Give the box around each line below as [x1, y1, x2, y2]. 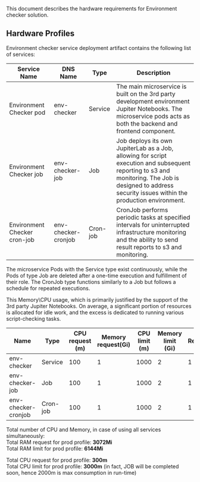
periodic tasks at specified [116, 213, 190, 221]
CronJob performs [116, 205, 168, 214]
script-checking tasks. [6, 315, 61, 322]
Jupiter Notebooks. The [116, 104, 183, 112]
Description [136, 68, 171, 77]
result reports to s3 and [116, 243, 182, 251]
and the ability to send [116, 235, 179, 243]
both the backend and [116, 119, 178, 127]
